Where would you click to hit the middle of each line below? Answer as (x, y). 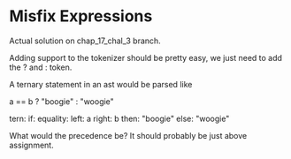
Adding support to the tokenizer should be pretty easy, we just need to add (146, 57)
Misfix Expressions (81, 16)
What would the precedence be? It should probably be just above (128, 135)
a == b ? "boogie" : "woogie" (62, 101)
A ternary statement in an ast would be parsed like (101, 84)
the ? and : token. (41, 67)
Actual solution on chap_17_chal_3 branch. (85, 41)
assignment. (32, 145)
